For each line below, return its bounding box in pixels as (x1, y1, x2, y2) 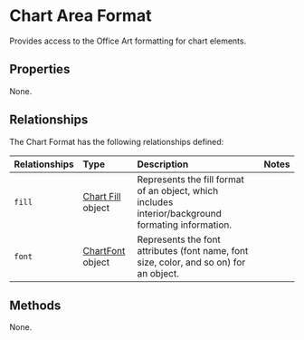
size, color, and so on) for (137, 256, 246, 268)
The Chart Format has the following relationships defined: (9, 136, 224, 147)
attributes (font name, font (137, 244, 249, 257)
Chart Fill (82, 189, 121, 202)
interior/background (137, 207, 222, 219)
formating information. (137, 219, 233, 231)
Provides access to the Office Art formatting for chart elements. (9, 35, 247, 46)
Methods (9, 297, 62, 313)
